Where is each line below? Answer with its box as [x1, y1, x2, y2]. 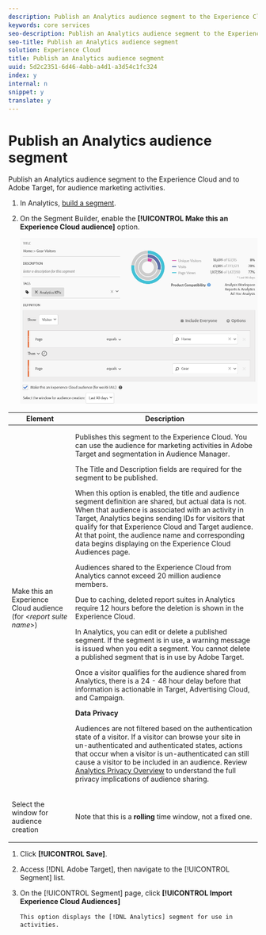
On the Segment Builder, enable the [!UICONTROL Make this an [19, 214, 229, 224]
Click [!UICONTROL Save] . [19, 849, 108, 859]
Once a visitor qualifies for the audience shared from [74, 668, 247, 677]
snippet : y [8, 88, 44, 96]
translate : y [8, 96, 51, 105]
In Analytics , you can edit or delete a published [74, 627, 228, 637]
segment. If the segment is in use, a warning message [74, 635, 251, 646]
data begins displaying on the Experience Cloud [74, 539, 231, 549]
